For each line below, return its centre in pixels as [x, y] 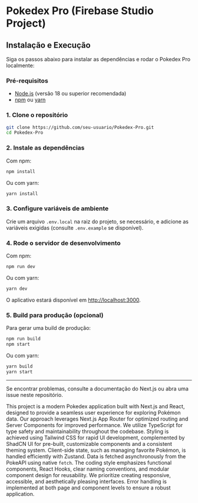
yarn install [22, 193]
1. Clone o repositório [37, 115]
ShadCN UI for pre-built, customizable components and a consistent [89, 444]
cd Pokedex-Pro [25, 133]
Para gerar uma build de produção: [49, 328]
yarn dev [17, 289]
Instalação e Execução [48, 45]
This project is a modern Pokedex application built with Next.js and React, [95, 406]
